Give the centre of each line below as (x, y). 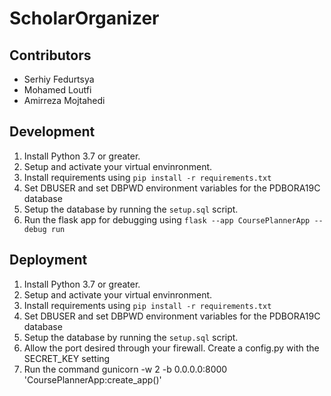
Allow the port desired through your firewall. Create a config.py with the (171, 348)
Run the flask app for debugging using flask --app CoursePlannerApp (167, 219)
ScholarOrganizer (84, 18)
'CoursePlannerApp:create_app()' (92, 379)
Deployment (48, 260)
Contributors (50, 55)
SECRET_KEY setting (67, 358)
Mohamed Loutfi (57, 90)
